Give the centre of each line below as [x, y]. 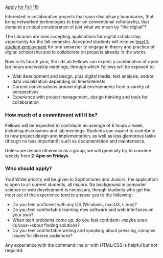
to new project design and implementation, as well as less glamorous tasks [81, 136]
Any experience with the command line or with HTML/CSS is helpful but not [81, 245]
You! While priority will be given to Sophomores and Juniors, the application [81, 179]
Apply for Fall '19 [22, 7]
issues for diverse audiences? [42, 235]
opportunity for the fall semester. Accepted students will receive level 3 [77, 42]
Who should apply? [29, 168]
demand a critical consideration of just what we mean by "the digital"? [76, 27]
